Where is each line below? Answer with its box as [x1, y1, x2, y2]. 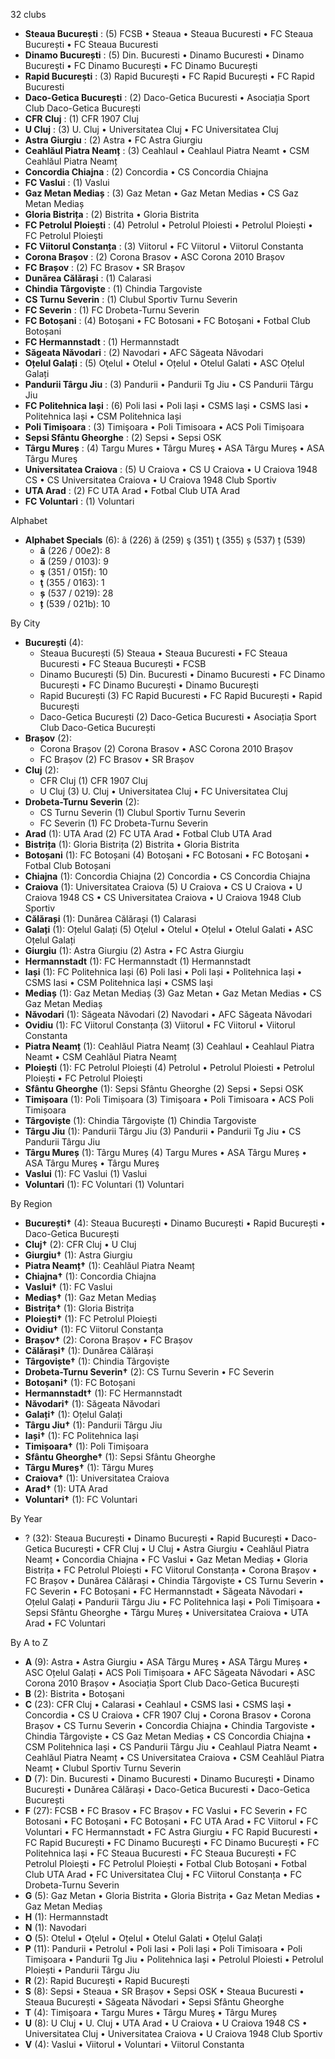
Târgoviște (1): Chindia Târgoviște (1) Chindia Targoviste [24, 1115, 257, 1126]
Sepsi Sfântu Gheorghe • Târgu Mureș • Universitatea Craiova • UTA [24, 1607, 309, 1618]
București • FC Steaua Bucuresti [24, 39, 159, 50]
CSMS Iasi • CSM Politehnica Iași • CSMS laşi [24, 977, 213, 988]
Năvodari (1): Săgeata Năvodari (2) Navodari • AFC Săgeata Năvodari [24, 1009, 313, 1020]
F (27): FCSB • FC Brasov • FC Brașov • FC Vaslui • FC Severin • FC [24, 1805, 308, 1816]
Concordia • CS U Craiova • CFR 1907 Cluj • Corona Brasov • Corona [24, 1709, 312, 1721]
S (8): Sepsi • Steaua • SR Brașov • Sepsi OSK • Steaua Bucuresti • [24, 1985, 305, 1997]
